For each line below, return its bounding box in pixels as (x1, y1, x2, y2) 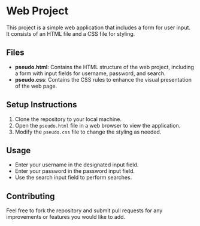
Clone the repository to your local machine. (14, 115, 122, 123)
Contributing (6, 191, 55, 201)
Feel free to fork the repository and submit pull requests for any (6, 207, 163, 214)
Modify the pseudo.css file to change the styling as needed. (14, 128, 162, 135)
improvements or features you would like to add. (6, 213, 126, 221)
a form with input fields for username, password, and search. (14, 70, 166, 77)
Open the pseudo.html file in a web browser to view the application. (14, 122, 181, 129)
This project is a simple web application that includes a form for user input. (6, 24, 190, 31)
